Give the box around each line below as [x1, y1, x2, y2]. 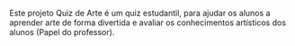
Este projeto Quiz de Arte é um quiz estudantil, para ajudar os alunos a [9, 8, 271, 18]
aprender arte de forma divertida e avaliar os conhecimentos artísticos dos [9, 17, 286, 28]
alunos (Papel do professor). [9, 27, 115, 37]
